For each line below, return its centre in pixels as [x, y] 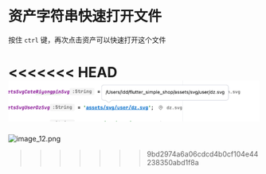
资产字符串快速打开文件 [85, 16]
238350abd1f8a [173, 163]
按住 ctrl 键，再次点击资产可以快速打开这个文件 [87, 40]
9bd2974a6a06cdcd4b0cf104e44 [203, 154]
